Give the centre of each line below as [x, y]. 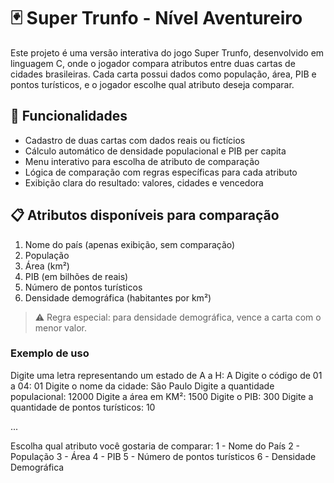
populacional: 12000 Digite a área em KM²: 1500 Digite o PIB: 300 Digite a [162, 396]
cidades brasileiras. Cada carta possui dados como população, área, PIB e [163, 74]
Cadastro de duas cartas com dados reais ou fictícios [135, 140]
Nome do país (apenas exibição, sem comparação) [130, 244]
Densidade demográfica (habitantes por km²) [118, 297]
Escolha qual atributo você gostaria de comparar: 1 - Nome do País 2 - [155, 446]
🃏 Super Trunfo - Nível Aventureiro [156, 18]
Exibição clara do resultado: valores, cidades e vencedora [144, 182]
